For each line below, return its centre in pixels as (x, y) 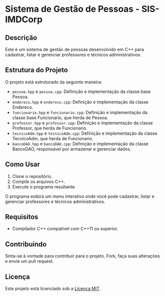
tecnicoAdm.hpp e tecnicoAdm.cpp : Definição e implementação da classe (85, 133)
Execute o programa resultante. (44, 187)
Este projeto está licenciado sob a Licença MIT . (53, 289)
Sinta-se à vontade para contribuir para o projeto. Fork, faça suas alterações (82, 256)
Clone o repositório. (32, 176)
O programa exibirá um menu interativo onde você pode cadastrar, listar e (80, 196)
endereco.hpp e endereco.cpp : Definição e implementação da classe (80, 102)
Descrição (21, 38)
